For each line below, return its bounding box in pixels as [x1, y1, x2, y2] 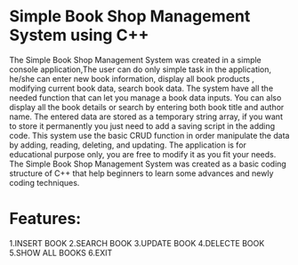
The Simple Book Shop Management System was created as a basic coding [9, 158, 286, 169]
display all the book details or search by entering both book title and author [9, 101, 285, 112]
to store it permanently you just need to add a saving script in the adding [9, 120, 276, 131]
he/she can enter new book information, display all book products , [9, 73, 255, 84]
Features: [9, 209, 82, 229]
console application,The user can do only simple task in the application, [9, 64, 272, 75]
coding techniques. [9, 177, 80, 188]
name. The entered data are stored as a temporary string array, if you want [9, 111, 283, 122]
